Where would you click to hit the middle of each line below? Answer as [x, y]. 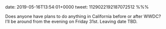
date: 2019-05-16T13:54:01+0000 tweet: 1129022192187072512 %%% [77, 7]
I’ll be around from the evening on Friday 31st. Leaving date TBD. [71, 22]
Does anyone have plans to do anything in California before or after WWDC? [83, 16]
